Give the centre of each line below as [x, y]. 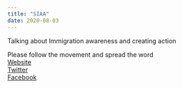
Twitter [18, 70]
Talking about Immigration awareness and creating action [92, 40]
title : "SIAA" [29, 14]
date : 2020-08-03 [33, 21]
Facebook [22, 77]
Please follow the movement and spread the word [80, 55]
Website [20, 62]
